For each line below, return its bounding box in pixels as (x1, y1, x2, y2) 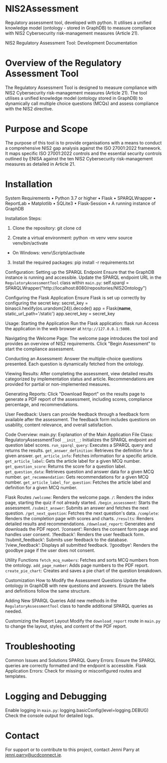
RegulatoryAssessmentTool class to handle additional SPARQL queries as (5, 603, 153, 609)
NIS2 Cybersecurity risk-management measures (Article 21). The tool (5, 89, 147, 95)
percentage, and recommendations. (5, 401, 79, 407)
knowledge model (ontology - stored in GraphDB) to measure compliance (5, 24, 156, 30)
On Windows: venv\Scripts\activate (12, 249, 85, 255)
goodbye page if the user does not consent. (5, 547, 96, 553)
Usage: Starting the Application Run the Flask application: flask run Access (5, 320, 159, 326)
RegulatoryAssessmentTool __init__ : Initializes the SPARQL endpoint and (5, 437, 156, 443)
